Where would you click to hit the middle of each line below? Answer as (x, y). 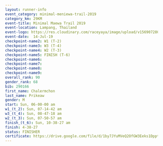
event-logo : (17, 32)
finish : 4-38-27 (21, 127)
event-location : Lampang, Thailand (41, 28)
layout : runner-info (26, 9)
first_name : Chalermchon (30, 91)
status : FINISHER (23, 132)
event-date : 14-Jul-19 (29, 37)
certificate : (18, 136)
